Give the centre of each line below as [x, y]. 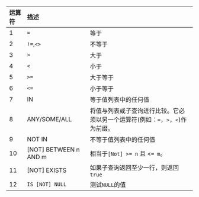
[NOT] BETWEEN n [53, 149]
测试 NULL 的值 [108, 185]
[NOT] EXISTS [47, 170]
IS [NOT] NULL [47, 184]
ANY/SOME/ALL [49, 119]
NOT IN [37, 139]
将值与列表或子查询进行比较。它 [134, 111]
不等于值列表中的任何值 [123, 140]
